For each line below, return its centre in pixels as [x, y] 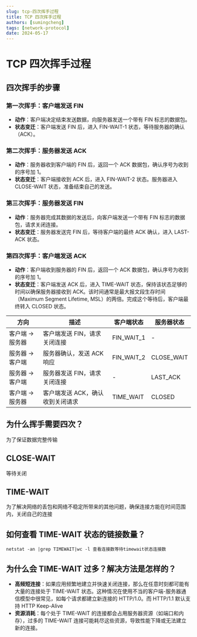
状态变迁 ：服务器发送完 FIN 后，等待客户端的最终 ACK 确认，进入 [94, 231]
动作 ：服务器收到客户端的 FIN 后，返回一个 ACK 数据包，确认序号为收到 [101, 165]
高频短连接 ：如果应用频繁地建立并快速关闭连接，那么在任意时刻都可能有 [102, 584]
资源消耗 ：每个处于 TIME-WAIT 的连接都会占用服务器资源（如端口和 [96, 613]
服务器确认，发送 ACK [73, 353]
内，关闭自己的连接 [29, 514]
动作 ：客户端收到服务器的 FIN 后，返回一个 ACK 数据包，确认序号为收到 [101, 270]
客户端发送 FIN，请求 [72, 333]
